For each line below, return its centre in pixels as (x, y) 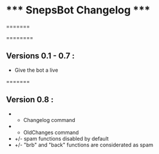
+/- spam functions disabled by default (62, 138)
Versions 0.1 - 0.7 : (40, 56)
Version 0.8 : (30, 100)
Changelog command (49, 120)
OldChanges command (51, 132)
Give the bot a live (36, 70)
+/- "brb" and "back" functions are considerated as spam (84, 145)
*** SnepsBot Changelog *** (78, 10)
